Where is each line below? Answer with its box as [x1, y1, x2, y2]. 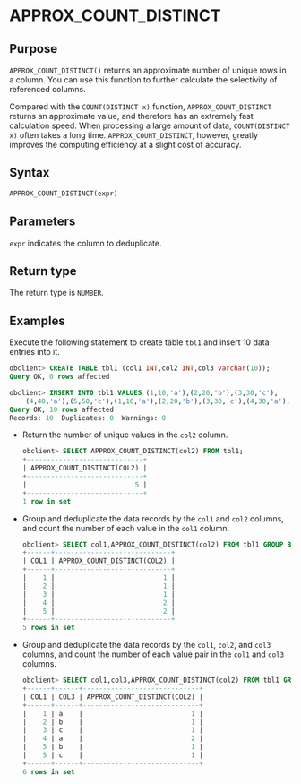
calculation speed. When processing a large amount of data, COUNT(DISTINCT [9, 120, 290, 131]
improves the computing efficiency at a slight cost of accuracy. [9, 140, 242, 150]
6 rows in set [21, 767, 75, 776]
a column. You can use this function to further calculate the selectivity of [9, 74, 278, 85]
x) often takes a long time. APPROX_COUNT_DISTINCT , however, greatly [9, 130, 258, 140]
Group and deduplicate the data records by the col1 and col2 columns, [21, 513, 284, 524]
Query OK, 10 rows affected [9, 405, 115, 414]
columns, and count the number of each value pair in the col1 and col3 [21, 649, 285, 659]
